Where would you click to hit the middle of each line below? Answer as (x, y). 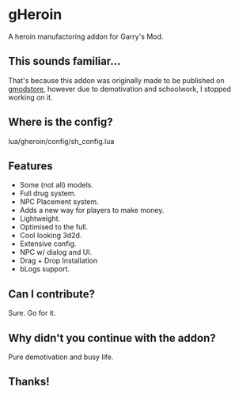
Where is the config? (61, 122)
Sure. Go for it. (32, 313)
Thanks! (29, 382)
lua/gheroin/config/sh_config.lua (61, 141)
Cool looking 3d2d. (51, 236)
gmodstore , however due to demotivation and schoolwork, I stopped (120, 89)
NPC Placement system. (59, 202)
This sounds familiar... (64, 61)
